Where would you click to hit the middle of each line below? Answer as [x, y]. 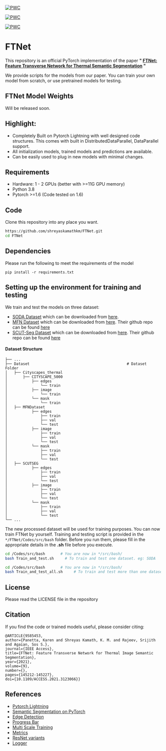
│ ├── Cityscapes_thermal [34, 372]
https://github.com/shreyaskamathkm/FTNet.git [54, 231]
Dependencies [28, 251]
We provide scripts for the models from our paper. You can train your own [80, 75]
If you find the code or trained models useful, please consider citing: [75, 627]
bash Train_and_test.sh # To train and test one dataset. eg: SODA [80, 558]
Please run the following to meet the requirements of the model [69, 263]
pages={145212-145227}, [30, 675]
